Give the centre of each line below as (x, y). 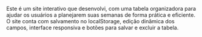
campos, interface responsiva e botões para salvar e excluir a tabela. (93, 27)
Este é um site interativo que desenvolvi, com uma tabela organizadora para (101, 9)
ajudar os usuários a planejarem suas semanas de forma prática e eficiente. (101, 15)
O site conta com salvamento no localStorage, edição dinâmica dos (90, 21)
